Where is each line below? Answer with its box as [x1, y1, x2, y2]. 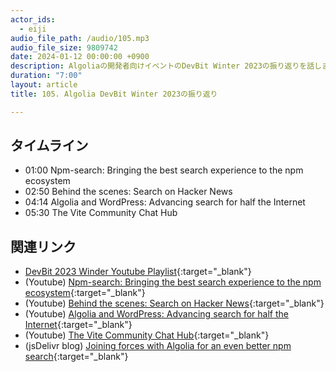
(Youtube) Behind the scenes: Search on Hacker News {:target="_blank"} [24, 297, 325, 310]
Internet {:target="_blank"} [24, 319, 133, 331]
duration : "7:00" [10, 71, 83, 81]
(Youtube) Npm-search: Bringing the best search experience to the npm [24, 276, 322, 288]
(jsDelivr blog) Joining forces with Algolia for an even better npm [24, 340, 292, 352]
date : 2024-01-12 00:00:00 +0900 [10, 52, 150, 62]
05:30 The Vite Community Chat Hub [24, 207, 178, 219]
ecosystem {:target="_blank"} [24, 287, 146, 299]
